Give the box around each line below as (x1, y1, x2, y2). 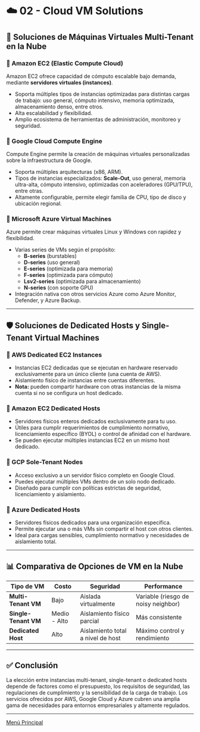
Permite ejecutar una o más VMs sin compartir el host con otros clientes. (14, 525, 193, 532)
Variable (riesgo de (136, 592, 189, 600)
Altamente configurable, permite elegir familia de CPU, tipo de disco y (14, 194, 186, 201)
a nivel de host (80, 634, 121, 642)
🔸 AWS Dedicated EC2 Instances (6, 350, 102, 359)
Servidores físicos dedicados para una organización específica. (14, 519, 171, 527)
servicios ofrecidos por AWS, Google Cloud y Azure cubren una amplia (6, 695, 180, 702)
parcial (80, 616, 99, 625)
